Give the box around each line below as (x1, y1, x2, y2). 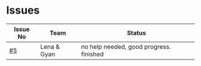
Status (126, 29, 147, 37)
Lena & (40, 42, 60, 51)
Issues (6, 4, 40, 17)
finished (81, 50, 104, 58)
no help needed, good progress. (81, 42, 172, 51)
